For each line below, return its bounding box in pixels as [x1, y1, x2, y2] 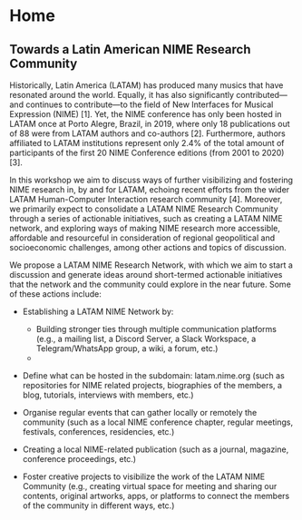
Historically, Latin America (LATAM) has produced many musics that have [9, 80, 284, 91]
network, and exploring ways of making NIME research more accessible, [9, 223, 281, 233]
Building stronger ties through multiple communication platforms [35, 324, 278, 334]
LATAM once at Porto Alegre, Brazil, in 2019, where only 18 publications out [9, 119, 290, 129]
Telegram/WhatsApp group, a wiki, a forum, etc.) [35, 343, 219, 354]
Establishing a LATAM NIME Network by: [22, 306, 174, 317]
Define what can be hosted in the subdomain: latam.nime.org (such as [22, 370, 286, 381]
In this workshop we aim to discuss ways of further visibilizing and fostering [9, 174, 293, 185]
